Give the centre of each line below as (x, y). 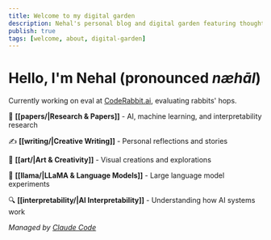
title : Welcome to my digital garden (72, 16)
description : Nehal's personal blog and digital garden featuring (122, 23)
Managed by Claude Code (52, 228)
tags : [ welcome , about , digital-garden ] (77, 38)
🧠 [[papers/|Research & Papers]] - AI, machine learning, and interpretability (135, 116)
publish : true (32, 31)
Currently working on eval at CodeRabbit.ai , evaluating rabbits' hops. (123, 101)
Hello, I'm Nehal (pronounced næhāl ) (135, 78)
